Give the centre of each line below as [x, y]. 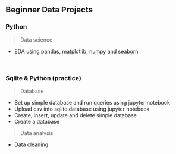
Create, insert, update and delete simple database [76, 115]
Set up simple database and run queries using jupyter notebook [92, 102]
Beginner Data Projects [49, 10]
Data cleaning [31, 144]
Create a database [37, 121]
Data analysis [37, 133]
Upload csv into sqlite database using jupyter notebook [82, 109]
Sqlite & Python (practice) [43, 78]
